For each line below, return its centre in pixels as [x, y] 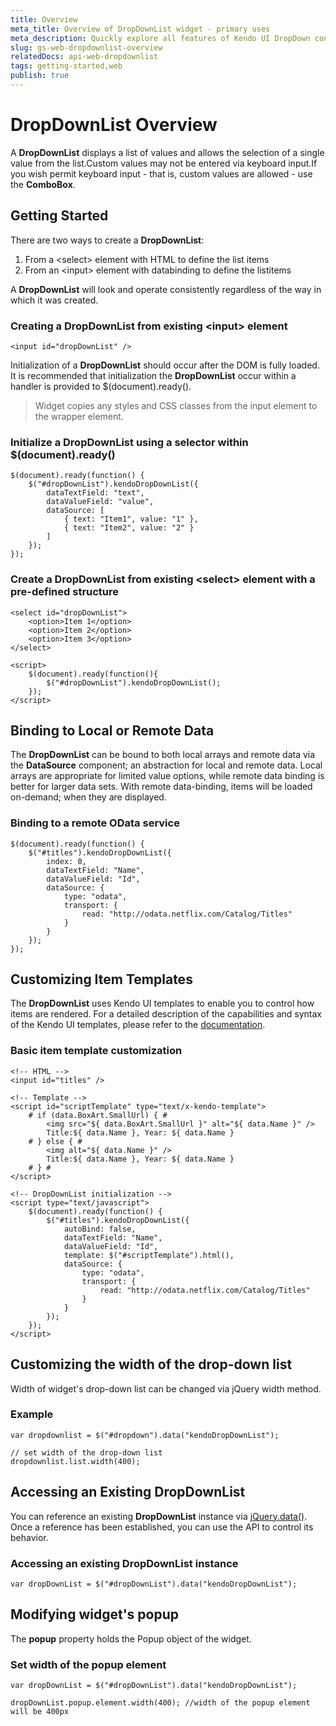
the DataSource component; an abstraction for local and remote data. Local [166, 765]
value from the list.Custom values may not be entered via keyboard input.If [164, 163]
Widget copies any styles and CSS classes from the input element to [176, 405]
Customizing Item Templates [101, 979]
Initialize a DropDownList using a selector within [129, 442]
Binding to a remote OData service [95, 823]
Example [32, 1414]
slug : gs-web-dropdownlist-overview [86, 47]
